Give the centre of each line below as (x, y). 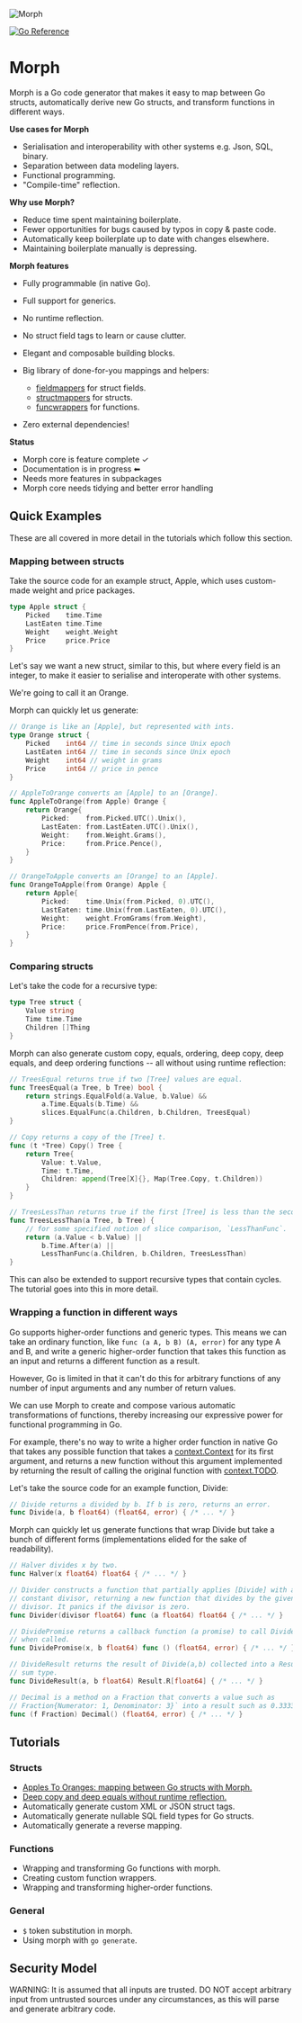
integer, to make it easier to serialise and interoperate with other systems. (145, 676)
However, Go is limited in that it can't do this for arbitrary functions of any (145, 1378)
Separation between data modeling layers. (101, 166)
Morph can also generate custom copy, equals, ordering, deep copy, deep (147, 1053)
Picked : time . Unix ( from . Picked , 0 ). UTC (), (129, 901)
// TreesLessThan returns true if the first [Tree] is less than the (142, 1212)
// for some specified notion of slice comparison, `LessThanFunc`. (156, 1228)
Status (22, 442)
